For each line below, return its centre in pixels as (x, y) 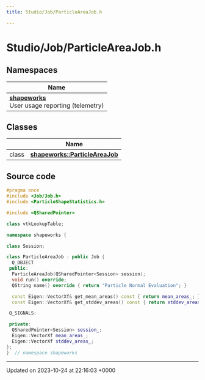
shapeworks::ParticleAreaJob (74, 155)
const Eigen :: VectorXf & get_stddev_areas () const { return (88, 302)
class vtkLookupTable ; (35, 224)
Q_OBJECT (23, 263)
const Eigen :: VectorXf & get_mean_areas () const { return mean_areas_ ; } (106, 296)
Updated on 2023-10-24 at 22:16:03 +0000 (61, 370)
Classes (22, 127)
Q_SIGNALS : (23, 313)
